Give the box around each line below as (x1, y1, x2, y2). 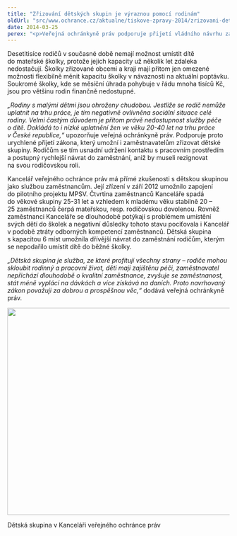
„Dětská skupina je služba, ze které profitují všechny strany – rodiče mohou (7, 256, 228, 265)
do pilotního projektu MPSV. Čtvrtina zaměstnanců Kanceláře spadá (7, 190, 205, 198)
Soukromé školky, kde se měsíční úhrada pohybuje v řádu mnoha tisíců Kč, (7, 79, 225, 89)
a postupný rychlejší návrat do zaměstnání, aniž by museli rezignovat (7, 154, 208, 162)
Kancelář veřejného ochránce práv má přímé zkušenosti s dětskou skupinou (7, 175, 229, 183)
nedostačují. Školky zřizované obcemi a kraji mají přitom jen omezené (7, 64, 209, 73)
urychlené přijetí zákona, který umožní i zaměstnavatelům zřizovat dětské (7, 139, 221, 147)
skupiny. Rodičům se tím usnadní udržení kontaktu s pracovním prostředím (7, 146, 224, 154)
